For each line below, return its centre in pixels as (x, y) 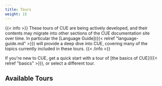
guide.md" (16, 43)
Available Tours (29, 78)
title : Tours (18, 9)
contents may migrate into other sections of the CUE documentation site (77, 33)
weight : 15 (16, 14)
